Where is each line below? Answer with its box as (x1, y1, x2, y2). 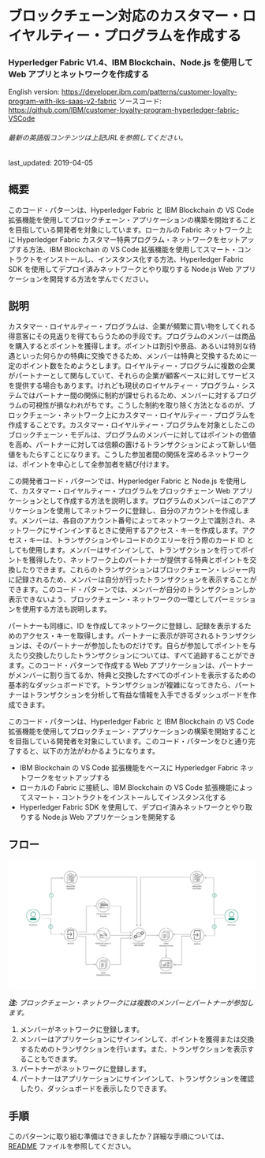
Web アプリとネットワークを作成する (8, 69, 150, 80)
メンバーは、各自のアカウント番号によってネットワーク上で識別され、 (21, 516, 249, 525)
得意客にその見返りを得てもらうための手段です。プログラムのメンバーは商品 (8, 332, 256, 341)
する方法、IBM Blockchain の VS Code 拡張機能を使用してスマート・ (14, 244, 238, 254)
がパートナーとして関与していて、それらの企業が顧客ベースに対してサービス (8, 371, 256, 381)
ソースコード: (118, 96, 162, 106)
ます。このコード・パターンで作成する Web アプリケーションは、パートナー (8, 661, 254, 670)
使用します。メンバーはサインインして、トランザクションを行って (28, 545, 241, 555)
